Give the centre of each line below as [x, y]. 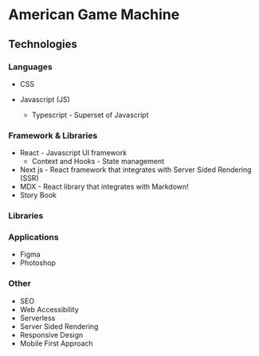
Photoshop [37, 263]
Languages [31, 67]
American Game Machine [94, 15]
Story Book [38, 195]
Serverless [37, 318]
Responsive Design [51, 334]
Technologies [43, 44]
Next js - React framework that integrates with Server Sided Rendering [136, 170]
